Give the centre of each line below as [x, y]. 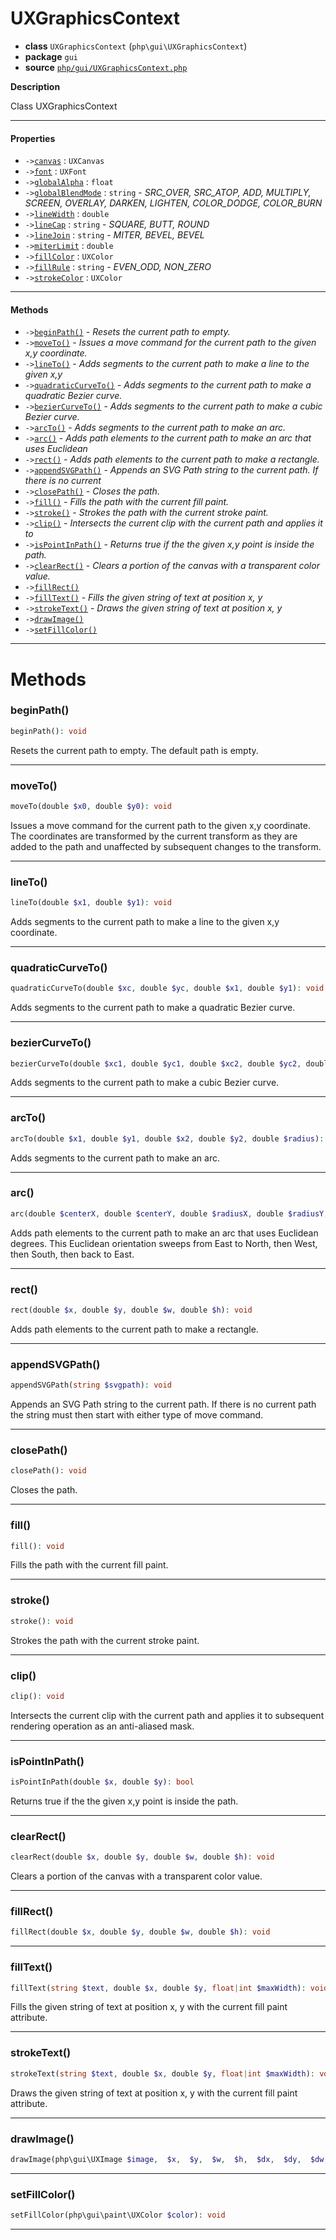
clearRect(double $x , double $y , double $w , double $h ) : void [142, 1857]
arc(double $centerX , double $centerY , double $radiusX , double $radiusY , [169, 1213]
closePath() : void [48, 1471]
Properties [33, 138]
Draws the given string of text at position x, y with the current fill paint [154, 2093]
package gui [51, 56]
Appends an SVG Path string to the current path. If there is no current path [163, 1404]
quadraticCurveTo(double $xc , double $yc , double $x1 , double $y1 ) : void [167, 988]
